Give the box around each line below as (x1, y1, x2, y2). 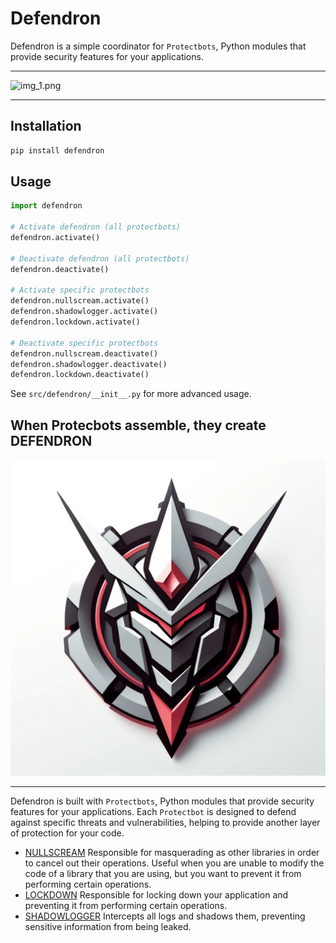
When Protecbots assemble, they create (10, 417, 267, 434)
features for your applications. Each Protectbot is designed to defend (10, 806, 297, 818)
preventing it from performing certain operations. (24, 900, 228, 912)
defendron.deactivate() (10, 264, 110, 274)
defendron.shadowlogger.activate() (10, 307, 159, 317)
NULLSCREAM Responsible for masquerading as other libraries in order (24, 847, 320, 859)
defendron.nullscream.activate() (10, 296, 150, 306)
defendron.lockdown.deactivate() (10, 370, 150, 380)
